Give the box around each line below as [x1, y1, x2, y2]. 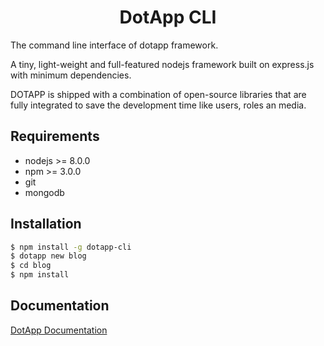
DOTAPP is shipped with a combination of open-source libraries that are [10, 88, 307, 100]
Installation [10, 216, 82, 233]
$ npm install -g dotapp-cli [10, 242, 132, 252]
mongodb [24, 186, 65, 198]
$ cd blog [10, 261, 52, 271]
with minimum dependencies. [10, 69, 132, 81]
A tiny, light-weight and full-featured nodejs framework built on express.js [10, 58, 315, 70]
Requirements [10, 128, 100, 145]
